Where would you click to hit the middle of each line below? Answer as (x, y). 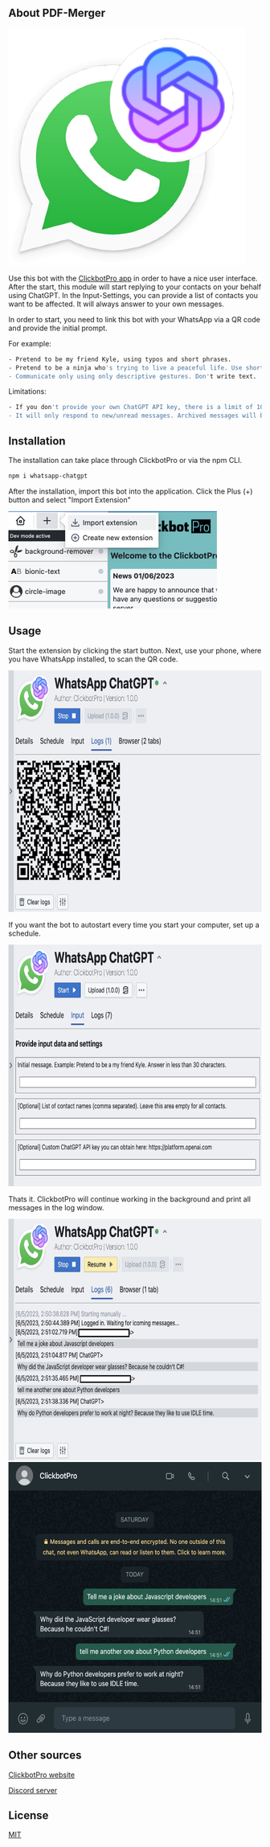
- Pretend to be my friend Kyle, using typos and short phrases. (120, 359)
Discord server (33, 1790)
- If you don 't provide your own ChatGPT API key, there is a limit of (131, 407)
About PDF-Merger (57, 13)
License (29, 1815)
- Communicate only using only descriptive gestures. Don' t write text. (133, 376)
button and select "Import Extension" (70, 500)
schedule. (25, 933)
